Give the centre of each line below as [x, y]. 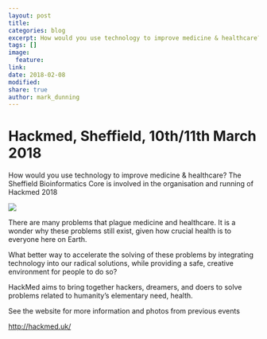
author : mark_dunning [44, 97]
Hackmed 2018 [33, 193]
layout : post [30, 16]
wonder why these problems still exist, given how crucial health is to [120, 231]
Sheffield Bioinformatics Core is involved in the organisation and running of [131, 184]
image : [19, 53]
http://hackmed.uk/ [40, 326]
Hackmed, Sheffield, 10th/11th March [132, 136]
